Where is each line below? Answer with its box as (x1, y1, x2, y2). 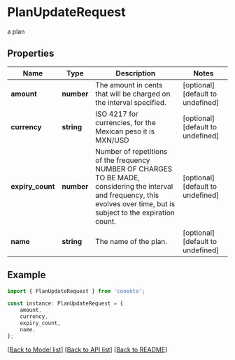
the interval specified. (95, 97, 166, 107)
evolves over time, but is (95, 199, 176, 208)
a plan (7, 27, 25, 36)
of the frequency (95, 155, 150, 165)
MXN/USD (95, 135, 129, 145)
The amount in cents (95, 80, 163, 89)
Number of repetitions (95, 146, 168, 156)
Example (7, 269, 46, 281)
